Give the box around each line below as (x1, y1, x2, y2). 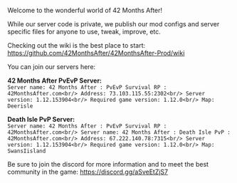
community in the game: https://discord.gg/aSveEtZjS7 (7, 167, 169, 176)
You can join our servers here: (7, 63, 96, 70)
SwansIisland (7, 147, 46, 155)
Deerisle (7, 103, 33, 110)
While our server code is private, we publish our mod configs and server (7, 20, 220, 28)
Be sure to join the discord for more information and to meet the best (7, 160, 209, 168)
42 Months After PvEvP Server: (7, 76, 102, 85)
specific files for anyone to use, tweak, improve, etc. (7, 28, 162, 36)
